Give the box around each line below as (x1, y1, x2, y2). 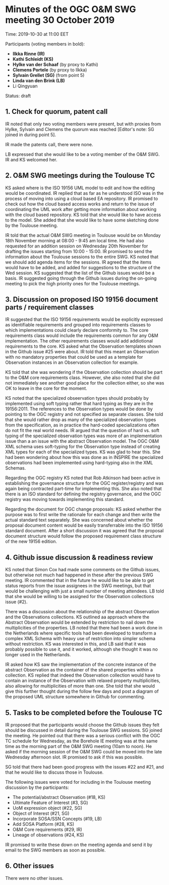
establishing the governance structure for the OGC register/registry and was (5, 480, 164, 486)
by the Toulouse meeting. (5, 222, 58, 228)
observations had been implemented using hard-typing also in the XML (5, 459, 153, 466)
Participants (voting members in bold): (5, 40, 85, 47)
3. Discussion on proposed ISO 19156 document (5, 295, 158, 304)
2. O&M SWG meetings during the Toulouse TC (5, 171, 155, 180)
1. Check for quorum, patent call (5, 107, 108, 116)
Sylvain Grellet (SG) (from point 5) (12, 72, 85, 78)
